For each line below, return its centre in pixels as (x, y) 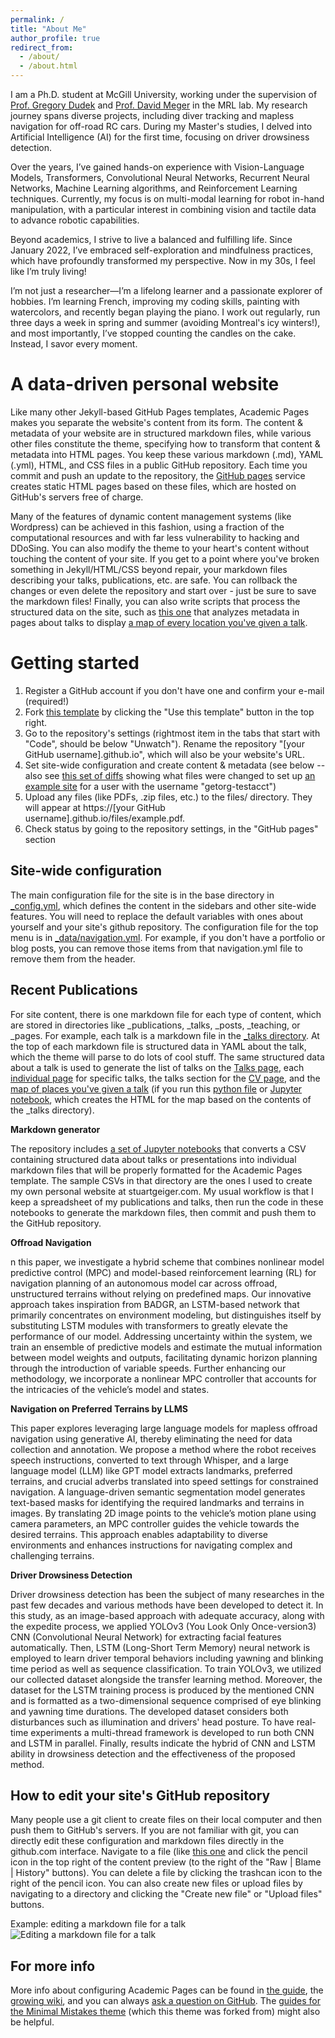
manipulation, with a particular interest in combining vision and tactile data (163, 209)
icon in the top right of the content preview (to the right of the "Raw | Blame (166, 1862)
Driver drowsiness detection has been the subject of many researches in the (167, 1594)
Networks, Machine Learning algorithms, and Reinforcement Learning (154, 188)
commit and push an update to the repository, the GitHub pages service (158, 475)
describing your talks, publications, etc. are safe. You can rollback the (154, 580)
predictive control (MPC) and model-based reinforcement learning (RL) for (163, 1272)
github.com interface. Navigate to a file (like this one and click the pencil (159, 1852)
